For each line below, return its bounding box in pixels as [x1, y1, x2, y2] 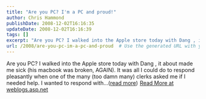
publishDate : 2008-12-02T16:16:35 [6, 20, 95, 26]
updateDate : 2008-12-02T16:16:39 [6, 26, 92, 32]
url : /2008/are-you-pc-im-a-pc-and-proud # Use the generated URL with [6, 43, 196, 50]
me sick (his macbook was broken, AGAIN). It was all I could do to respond [6, 66, 195, 73]
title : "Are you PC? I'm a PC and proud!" [6, 9, 116, 15]
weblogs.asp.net [6, 86, 48, 93]
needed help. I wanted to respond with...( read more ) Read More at [6, 79, 174, 86]
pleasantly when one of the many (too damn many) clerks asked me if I [6, 73, 186, 80]
